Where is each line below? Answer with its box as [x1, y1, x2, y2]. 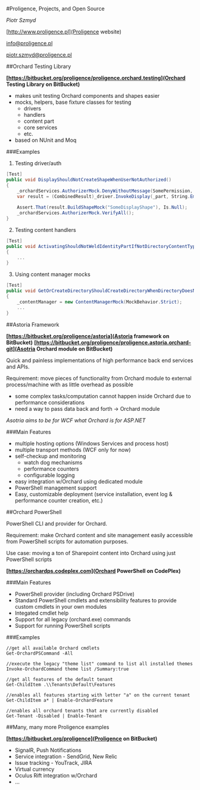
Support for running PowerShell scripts [14, 622, 111, 629]
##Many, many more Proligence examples [6, 723, 110, 730]
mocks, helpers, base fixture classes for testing [14, 98, 132, 106]
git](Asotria [6, 345, 36, 352]
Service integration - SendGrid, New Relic [14, 752, 118, 760]
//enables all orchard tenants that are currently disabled [6, 708, 159, 714]
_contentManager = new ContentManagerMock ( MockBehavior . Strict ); [17, 299, 183, 305]
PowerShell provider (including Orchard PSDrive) [14, 590, 135, 597]
